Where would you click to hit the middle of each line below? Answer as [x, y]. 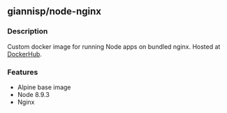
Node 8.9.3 [34, 94]
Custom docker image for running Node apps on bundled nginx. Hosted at [114, 46]
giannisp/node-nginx [54, 12]
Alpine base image [44, 87]
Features [23, 72]
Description [28, 31]
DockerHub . [24, 54]
